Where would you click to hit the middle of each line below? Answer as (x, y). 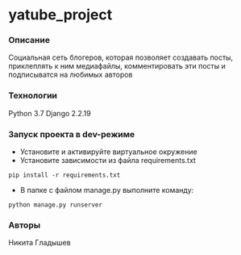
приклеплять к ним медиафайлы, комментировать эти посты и (117, 66)
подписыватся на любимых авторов (71, 75)
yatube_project (60, 15)
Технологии (33, 96)
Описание (29, 40)
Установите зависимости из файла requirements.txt (108, 161)
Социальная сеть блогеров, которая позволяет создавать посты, (121, 57)
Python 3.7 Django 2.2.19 (50, 113)
